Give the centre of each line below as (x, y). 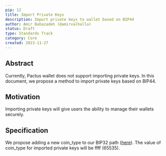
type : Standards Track (29, 33)
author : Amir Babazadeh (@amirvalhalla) (48, 24)
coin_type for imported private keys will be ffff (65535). (63, 148)
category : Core (21, 38)
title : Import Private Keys (35, 15)
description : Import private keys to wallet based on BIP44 (70, 19)
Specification (27, 130)
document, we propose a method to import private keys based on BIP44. (81, 81)
